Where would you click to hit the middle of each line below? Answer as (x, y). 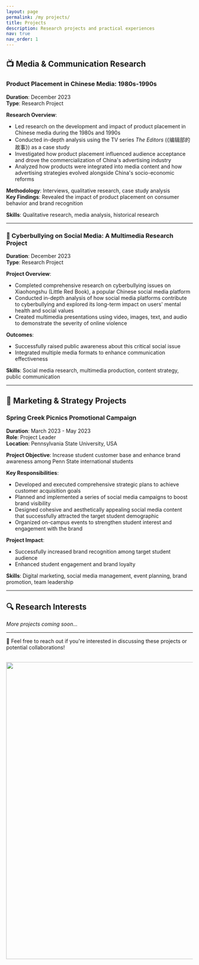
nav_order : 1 (22, 39)
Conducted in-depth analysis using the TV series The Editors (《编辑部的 (102, 140)
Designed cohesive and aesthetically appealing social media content (98, 509)
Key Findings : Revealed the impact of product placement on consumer (93, 197)
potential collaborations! (36, 648)
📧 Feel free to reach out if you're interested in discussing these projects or (97, 641)
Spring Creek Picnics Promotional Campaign (71, 418)
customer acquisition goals (48, 490)
